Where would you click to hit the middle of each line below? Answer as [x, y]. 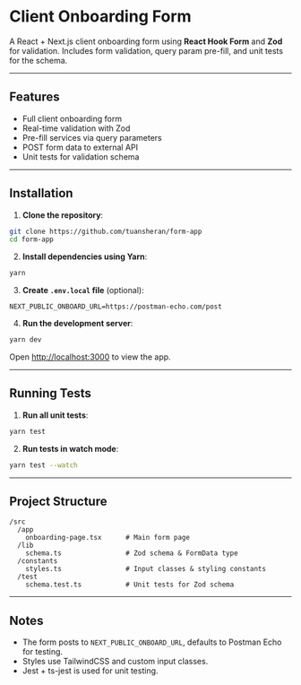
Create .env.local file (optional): [83, 290]
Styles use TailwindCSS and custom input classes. [115, 662]
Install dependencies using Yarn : [85, 256]
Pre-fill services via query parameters [92, 137]
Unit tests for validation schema [81, 156]
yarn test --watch [43, 465]
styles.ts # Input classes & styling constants [146, 569]
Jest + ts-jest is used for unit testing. [90, 671]
